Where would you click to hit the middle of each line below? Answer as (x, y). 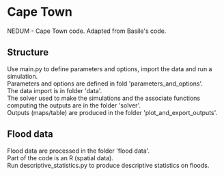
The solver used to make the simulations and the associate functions (104, 98)
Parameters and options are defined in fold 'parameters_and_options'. (105, 84)
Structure (28, 52)
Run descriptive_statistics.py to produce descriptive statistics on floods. (108, 165)
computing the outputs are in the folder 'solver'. (74, 105)
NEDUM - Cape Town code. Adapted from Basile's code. (87, 31)
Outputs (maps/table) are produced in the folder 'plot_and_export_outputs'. (112, 112)
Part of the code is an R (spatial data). (60, 158)
